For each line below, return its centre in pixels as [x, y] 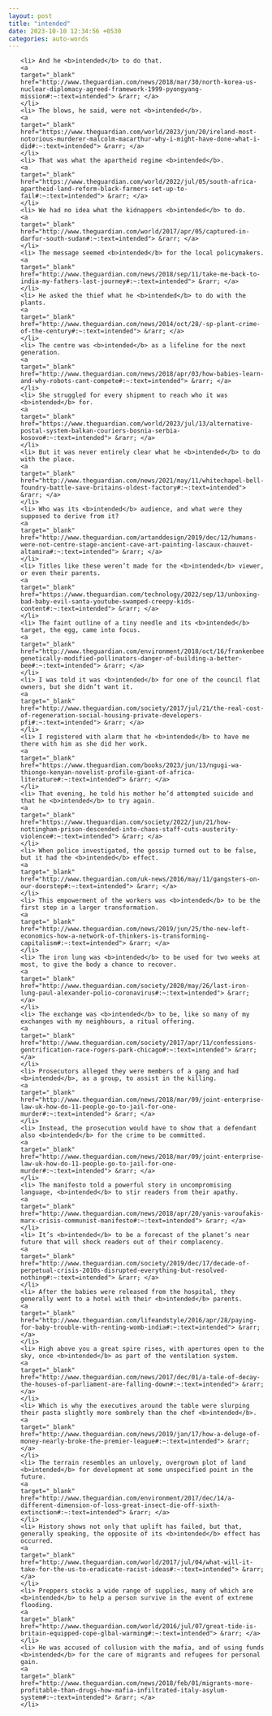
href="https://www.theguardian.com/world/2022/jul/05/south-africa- [138, 182]
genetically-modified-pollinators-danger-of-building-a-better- [131, 659]
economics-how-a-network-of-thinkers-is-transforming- [115, 936]
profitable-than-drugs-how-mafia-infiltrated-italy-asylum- [124, 1691]
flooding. [37, 1605]
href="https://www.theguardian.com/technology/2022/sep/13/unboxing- [140, 595]
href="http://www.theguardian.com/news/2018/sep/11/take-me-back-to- [140, 274]
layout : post [30, 16]
